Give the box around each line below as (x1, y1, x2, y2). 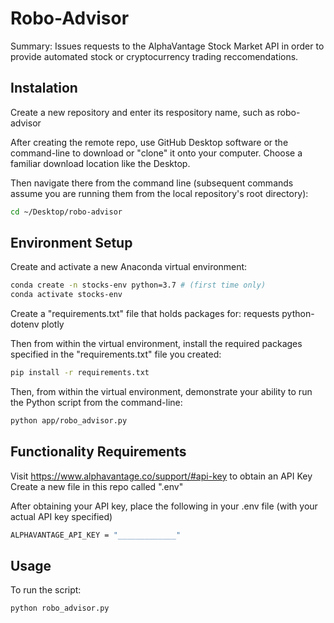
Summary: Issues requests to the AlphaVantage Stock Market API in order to (10, 40, 325, 52)
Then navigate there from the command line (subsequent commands (10, 177, 294, 189)
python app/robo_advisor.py (10, 416, 128, 426)
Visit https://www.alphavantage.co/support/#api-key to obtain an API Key (10, 470, 313, 482)
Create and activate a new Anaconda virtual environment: (10, 261, 248, 273)
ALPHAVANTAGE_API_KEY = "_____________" (10, 530, 182, 540)
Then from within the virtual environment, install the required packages (10, 338, 303, 350)
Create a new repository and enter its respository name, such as (10, 106, 275, 118)
